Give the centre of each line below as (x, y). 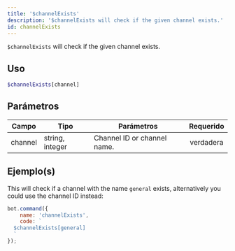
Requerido (206, 126)
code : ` (31, 222)
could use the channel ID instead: (55, 196)
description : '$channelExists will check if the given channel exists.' (115, 20)
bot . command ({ (28, 208)
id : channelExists (34, 27)
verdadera (207, 142)
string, (54, 138)
